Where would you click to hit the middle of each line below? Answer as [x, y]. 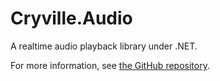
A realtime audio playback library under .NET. [104, 46]
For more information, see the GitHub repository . [110, 65]
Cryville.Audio [71, 18]
